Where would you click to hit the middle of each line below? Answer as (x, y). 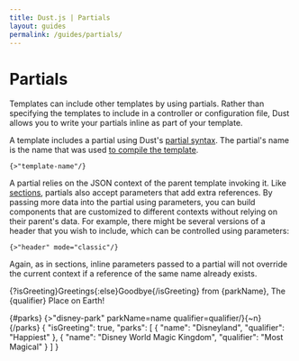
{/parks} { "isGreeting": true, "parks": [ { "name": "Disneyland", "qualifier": (147, 328)
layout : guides (38, 26)
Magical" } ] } (34, 347)
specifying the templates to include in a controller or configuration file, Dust (149, 113)
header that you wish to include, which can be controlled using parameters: (149, 231)
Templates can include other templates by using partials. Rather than (137, 104)
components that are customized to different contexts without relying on (143, 212)
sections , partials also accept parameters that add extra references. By (141, 193)
